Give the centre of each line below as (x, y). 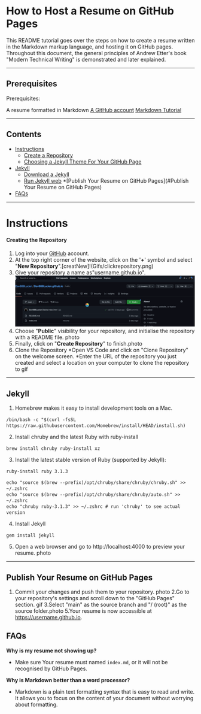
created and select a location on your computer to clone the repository (102, 363)
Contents (24, 134)
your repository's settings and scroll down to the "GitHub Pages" (95, 598)
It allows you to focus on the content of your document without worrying (104, 698)
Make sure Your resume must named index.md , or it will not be (91, 662)
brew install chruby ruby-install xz (53, 449)
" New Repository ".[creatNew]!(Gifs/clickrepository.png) (84, 266)
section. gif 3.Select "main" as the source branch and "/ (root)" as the (101, 605)
